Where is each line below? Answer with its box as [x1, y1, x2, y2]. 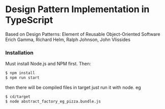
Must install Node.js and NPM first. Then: [5, 61, 91, 67]
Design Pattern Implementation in [5, 4, 150, 15]
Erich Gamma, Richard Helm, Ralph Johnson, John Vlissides [5, 37, 130, 43]
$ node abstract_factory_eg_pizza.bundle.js [5, 99, 101, 104]
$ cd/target [5, 94, 30, 99]
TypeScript [5, 14, 53, 26]
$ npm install [5, 70, 36, 76]
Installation [5, 49, 34, 56]
